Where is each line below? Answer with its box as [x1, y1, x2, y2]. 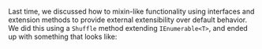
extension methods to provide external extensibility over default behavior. [8, 15, 247, 24]
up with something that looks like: [8, 32, 118, 41]
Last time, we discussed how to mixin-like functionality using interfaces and [8, 7, 255, 16]
